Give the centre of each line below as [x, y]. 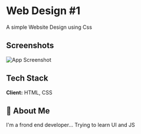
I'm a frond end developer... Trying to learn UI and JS [71, 125]
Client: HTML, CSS [29, 92]
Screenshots [30, 46]
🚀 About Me [28, 111]
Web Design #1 [43, 11]
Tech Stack [27, 78]
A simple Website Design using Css [49, 27]
